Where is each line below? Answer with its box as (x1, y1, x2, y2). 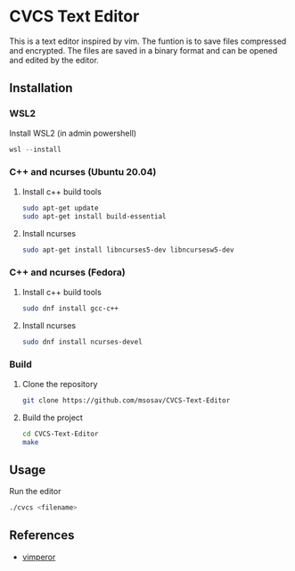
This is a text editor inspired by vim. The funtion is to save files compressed (9, 36, 287, 46)
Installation (9, 80, 73, 95)
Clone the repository (21, 378, 98, 389)
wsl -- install (9, 145, 62, 153)
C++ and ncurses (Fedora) (9, 266, 127, 278)
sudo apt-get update (21, 203, 99, 212)
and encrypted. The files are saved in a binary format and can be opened (9, 45, 278, 55)
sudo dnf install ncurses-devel (21, 337, 143, 346)
